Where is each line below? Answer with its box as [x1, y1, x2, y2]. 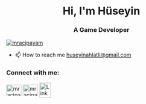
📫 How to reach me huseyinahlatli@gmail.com [14, 51, 132, 58]
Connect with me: [6, 69, 60, 77]
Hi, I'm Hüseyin [62, 4, 141, 18]
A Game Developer [73, 26, 130, 34]
